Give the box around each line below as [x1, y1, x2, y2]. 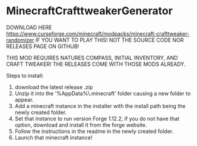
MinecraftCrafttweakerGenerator [6, 4, 173, 18]
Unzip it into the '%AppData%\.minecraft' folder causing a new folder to [14, 90, 191, 97]
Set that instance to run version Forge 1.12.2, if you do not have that [14, 115, 180, 122]
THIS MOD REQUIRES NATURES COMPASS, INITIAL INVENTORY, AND [6, 54, 178, 61]
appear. [14, 96, 34, 103]
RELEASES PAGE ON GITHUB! [6, 43, 80, 50]
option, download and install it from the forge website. [14, 121, 147, 128]
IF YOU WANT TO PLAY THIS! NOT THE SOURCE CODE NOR [35, 36, 184, 43]
